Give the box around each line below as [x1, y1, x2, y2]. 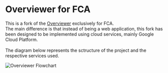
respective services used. [5, 52, 59, 59]
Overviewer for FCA [5, 4, 91, 15]
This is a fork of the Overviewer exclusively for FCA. [5, 20, 114, 26]
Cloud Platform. [5, 36, 38, 43]
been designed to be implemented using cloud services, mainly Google [5, 31, 154, 37]
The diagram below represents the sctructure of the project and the [5, 47, 147, 53]
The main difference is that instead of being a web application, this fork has [5, 25, 163, 31]
